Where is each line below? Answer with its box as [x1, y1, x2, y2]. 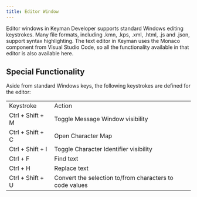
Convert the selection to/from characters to [54, 174, 174, 182]
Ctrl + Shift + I [9, 145, 47, 153]
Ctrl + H [9, 164, 30, 172]
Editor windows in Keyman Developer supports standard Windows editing [6, 25, 184, 32]
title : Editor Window [6, 8, 59, 15]
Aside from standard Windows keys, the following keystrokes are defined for [6, 82, 191, 89]
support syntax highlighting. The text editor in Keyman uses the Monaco [6, 37, 181, 44]
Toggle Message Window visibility [54, 115, 148, 123]
